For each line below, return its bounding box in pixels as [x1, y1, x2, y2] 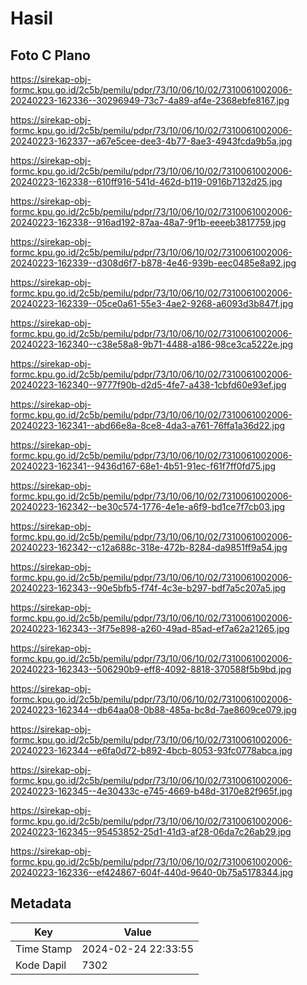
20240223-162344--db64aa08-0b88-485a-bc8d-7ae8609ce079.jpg [10, 704, 297, 716]
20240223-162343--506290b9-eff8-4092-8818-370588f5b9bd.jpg [10, 663, 292, 675]
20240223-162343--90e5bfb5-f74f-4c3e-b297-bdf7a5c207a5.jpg [10, 582, 287, 594]
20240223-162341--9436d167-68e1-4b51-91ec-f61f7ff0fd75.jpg [10, 460, 277, 472]
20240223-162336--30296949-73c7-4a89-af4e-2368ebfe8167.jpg [10, 95, 290, 106]
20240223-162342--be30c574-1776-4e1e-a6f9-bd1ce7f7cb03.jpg [10, 501, 286, 512]
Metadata [10, 895, 72, 912]
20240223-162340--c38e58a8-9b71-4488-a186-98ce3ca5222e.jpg [10, 338, 294, 350]
